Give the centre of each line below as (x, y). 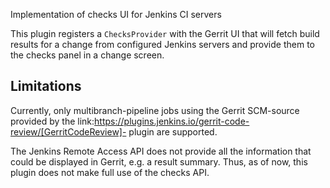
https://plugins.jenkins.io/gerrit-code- (172, 121)
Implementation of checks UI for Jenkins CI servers (116, 14)
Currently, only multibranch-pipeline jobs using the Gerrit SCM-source (155, 110)
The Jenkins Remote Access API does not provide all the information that (161, 151)
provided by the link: (52, 121)
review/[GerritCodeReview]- (68, 131)
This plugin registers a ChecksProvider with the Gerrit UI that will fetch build (165, 33)
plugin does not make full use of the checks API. (110, 172)
